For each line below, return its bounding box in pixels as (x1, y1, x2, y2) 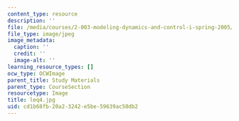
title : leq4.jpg (7, 97, 55, 104)
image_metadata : (7, 37, 55, 44)
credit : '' (14, 51, 46, 58)
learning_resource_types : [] (7, 63, 94, 70)
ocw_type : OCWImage (7, 70, 65, 77)
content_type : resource (7, 10, 78, 18)
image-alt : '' (14, 57, 55, 64)
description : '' (7, 17, 55, 24)
